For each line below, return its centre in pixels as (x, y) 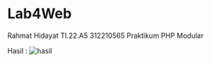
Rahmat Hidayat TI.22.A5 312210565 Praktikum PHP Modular (106, 35)
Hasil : (18, 50)
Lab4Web (40, 14)
